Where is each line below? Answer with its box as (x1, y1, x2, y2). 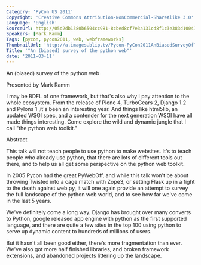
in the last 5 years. (6, 197, 52, 204)
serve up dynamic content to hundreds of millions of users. (6, 227, 152, 235)
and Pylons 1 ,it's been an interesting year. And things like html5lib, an (6, 105, 178, 112)
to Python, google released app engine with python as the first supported (6, 215, 187, 222)
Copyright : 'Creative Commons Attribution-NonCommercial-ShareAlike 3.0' (6, 14, 194, 20)
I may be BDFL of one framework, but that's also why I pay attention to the (6, 93, 190, 100)
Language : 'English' (6, 20, 58, 26)
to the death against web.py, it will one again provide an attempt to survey (6, 184, 188, 192)
